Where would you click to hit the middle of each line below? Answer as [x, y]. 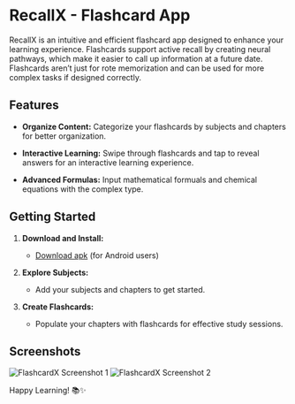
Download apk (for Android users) [97, 255]
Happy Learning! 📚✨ [48, 391]
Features [34, 106]
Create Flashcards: [58, 307]
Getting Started [53, 217]
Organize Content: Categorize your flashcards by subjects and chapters [154, 126]
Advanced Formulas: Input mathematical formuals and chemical [140, 179]
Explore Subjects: [55, 272]
